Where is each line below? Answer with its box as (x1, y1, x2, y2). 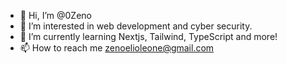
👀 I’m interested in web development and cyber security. (19, 20, 253, 32)
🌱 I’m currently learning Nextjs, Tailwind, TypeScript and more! (19, 31, 278, 42)
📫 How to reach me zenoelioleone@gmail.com (19, 42, 215, 54)
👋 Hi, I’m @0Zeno (19, 10, 92, 21)
